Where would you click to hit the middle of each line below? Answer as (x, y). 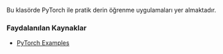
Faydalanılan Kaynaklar (47, 28)
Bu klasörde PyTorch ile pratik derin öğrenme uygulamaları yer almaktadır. (111, 10)
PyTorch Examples (43, 43)
